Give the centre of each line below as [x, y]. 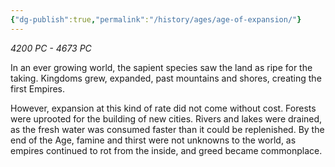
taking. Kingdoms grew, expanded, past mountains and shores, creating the [166, 78]
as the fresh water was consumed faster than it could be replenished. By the [167, 129]
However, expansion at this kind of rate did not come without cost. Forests [163, 108]
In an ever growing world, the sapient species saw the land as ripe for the [161, 67]
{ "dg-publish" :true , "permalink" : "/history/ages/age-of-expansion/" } [156, 19]
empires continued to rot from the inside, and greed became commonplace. [166, 150]
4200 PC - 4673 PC [51, 48]
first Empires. [38, 88]
